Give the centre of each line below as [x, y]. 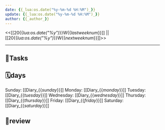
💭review [18, 121]
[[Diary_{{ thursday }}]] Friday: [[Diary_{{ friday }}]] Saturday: [64, 100]
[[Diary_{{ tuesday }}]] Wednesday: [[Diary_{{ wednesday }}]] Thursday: [76, 95]
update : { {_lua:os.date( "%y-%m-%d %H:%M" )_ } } [52, 14]
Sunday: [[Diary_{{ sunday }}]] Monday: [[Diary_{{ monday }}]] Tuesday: [75, 90]
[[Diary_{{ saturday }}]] [27, 105]
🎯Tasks [17, 58]
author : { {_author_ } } [27, 19]
